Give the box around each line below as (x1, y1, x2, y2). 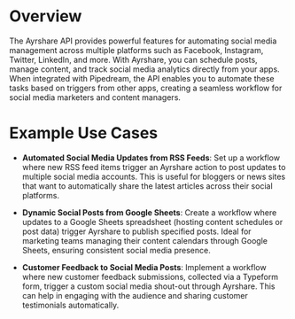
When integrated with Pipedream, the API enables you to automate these (9, 73, 275, 83)
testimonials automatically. (21, 300, 120, 310)
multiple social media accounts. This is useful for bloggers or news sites (21, 171, 286, 182)
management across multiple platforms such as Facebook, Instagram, (9, 44, 264, 55)
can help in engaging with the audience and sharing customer (21, 290, 248, 300)
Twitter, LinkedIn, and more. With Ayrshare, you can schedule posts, (9, 54, 259, 65)
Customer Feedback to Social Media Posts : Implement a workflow (21, 261, 268, 272)
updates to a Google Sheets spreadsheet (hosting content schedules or (21, 216, 283, 227)
